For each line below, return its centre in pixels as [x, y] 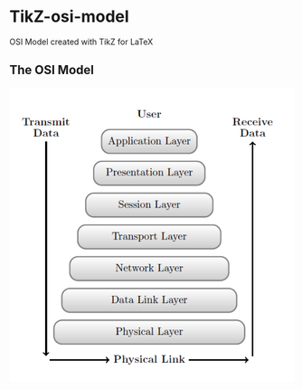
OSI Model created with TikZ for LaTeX [81, 42]
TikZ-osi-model [69, 17]
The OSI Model [52, 70]
